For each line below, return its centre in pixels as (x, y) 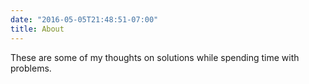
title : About (37, 29)
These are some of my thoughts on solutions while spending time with (155, 57)
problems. (31, 68)
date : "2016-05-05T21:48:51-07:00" (84, 19)
